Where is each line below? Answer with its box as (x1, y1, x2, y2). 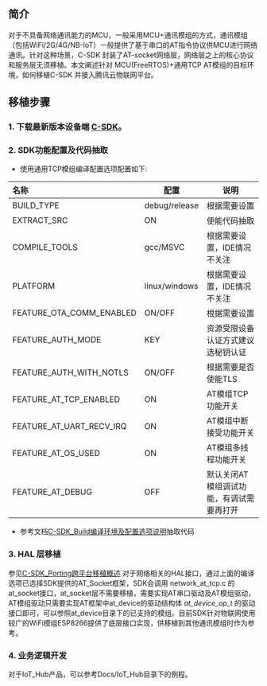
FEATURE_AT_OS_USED (12, 448, 101, 459)
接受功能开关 (206, 427, 255, 438)
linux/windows (144, 281, 199, 292)
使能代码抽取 (206, 216, 255, 227)
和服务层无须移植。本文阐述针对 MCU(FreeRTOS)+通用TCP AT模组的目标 (8, 60, 248, 69)
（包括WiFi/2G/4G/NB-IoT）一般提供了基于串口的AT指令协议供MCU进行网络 (8, 40, 258, 49)
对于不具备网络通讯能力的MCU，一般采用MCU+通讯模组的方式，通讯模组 (8, 30, 248, 40)
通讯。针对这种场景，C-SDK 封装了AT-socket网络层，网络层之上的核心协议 (8, 50, 254, 60)
